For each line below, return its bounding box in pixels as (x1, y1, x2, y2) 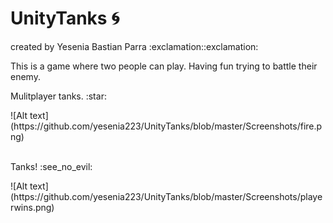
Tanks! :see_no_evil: (10, 160, 93, 172)
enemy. (10, 70, 41, 82)
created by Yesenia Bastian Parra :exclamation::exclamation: (10, 40, 259, 52)
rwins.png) (10, 201, 55, 213)
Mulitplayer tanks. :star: (10, 90, 107, 102)
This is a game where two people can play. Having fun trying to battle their (10, 60, 318, 72)
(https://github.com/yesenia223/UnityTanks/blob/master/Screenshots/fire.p (10, 120, 323, 132)
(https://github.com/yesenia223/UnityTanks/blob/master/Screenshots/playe (10, 190, 323, 202)
